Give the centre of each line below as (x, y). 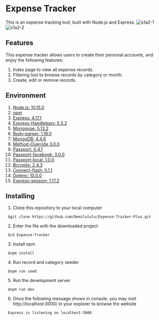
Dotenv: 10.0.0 (27, 175)
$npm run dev (21, 289)
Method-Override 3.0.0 (36, 144)
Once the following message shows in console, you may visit (75, 299)
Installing (20, 196)
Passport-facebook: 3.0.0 (39, 154)
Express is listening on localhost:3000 (50, 313)
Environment (26, 96)
